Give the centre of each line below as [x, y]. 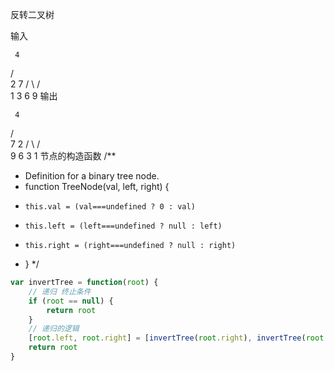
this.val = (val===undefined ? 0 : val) [110, 207]
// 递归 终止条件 [60, 291]
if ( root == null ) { [71, 301]
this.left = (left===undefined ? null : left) [123, 226]
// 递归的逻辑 [54, 329]
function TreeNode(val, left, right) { [97, 186]
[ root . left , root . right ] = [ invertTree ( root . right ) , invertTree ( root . [178, 338]
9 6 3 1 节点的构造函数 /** [63, 156]
